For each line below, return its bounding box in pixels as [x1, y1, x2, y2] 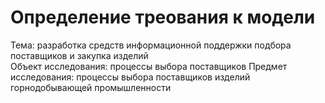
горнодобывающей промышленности [10, 81, 172, 93]
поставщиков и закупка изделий [10, 49, 149, 61]
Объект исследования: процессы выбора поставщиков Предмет [10, 60, 288, 72]
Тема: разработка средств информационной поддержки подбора [10, 39, 292, 51]
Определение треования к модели [10, 6, 316, 29]
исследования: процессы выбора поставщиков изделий [10, 71, 251, 83]
